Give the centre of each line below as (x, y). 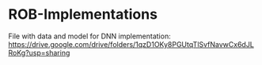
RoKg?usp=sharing (39, 52)
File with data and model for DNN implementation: (90, 36)
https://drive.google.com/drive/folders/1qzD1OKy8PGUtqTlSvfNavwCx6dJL (131, 44)
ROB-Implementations (83, 14)
